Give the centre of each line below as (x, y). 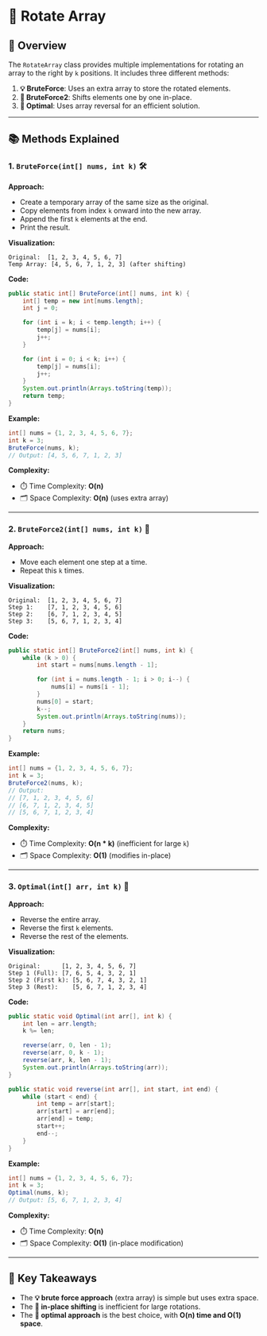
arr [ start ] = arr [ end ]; (76, 1111)
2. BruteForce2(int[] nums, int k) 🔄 (79, 529)
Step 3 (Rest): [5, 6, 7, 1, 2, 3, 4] (78, 987)
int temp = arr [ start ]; (76, 1104)
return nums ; (44, 731)
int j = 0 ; (41, 308)
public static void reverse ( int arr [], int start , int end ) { (113, 1089)
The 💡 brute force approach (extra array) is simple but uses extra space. (139, 1297)
